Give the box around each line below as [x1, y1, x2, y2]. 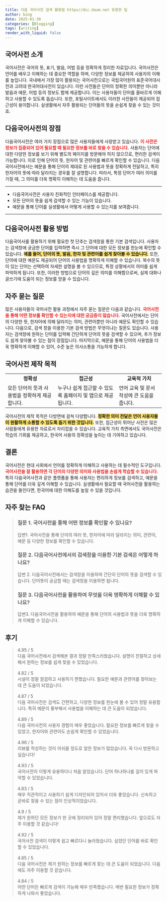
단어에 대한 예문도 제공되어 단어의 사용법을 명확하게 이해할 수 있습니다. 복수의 [5, 257, 155, 263]
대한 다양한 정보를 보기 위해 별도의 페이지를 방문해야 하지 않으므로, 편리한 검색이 [5, 151, 161, 157]
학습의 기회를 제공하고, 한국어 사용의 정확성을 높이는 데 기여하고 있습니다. [5, 432, 147, 438]
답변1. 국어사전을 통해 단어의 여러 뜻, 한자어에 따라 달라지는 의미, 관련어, [17, 531, 157, 537]
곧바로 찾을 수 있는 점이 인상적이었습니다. [17, 798, 97, 804]
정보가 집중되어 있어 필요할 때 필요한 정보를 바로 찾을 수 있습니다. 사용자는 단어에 [5, 144, 160, 150]
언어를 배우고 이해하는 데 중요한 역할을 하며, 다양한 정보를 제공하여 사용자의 [5, 70, 151, 76]
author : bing [5, 12, 32, 17]
